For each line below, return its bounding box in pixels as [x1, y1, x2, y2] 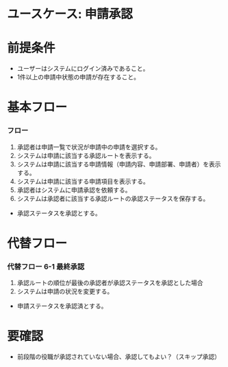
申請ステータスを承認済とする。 [16, 302, 107, 310]
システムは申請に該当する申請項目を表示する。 [16, 177, 149, 186]
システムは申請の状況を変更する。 [16, 287, 114, 296]
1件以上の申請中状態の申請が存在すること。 [16, 73, 140, 81]
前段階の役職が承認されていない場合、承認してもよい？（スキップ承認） [16, 353, 221, 361]
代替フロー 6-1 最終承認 [7, 262, 85, 271]
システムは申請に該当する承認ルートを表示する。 [16, 151, 155, 159]
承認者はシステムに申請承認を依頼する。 [16, 186, 131, 194]
